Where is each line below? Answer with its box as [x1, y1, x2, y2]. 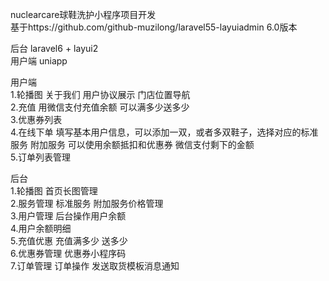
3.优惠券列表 [10, 114, 63, 125]
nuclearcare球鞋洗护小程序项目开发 [10, 9, 157, 20]
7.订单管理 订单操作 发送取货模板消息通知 [10, 260, 180, 272]
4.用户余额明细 [10, 223, 72, 234]
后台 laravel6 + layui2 [10, 43, 99, 54]
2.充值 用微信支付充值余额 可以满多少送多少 [10, 101, 190, 113]
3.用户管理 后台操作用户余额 [10, 210, 127, 222]
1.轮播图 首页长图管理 [10, 185, 98, 197]
